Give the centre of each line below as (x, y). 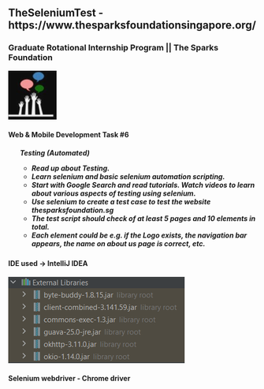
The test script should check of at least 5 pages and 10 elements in (143, 218)
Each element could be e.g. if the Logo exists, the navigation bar (139, 235)
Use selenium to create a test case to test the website (121, 201)
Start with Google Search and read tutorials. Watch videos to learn (143, 185)
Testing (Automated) (55, 152)
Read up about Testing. (71, 168)
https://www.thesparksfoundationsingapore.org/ (132, 26)
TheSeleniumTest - (56, 13)
